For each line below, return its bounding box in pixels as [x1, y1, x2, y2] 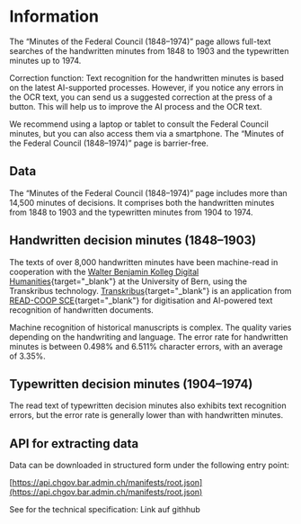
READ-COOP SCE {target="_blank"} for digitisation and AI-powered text [9, 295, 273, 306]
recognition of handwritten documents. [9, 304, 155, 315]
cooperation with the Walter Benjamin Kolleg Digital [9, 266, 199, 277]
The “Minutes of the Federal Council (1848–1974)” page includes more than [9, 187, 288, 199]
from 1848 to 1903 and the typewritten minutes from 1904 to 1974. [9, 207, 253, 218]
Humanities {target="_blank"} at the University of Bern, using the [9, 276, 248, 287]
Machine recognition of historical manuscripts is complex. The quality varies [9, 322, 292, 333]
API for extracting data [9, 436, 139, 451]
